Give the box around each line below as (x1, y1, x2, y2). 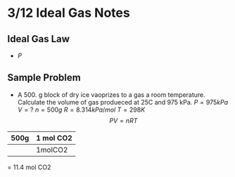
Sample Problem (7, 72, 81, 84)
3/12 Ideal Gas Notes (7, 5, 130, 21)
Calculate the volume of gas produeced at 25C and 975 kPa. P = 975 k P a (17, 98, 229, 106)
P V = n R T (109, 116, 138, 124)
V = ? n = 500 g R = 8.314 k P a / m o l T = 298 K (17, 105, 146, 114)
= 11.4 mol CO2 (7, 163, 51, 171)
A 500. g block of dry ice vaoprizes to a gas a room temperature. (17, 90, 205, 99)
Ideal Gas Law (7, 33, 70, 45)
